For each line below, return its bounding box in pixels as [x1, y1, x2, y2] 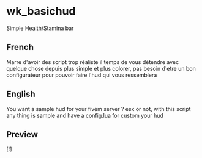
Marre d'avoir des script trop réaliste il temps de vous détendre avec [6, 58, 179, 65]
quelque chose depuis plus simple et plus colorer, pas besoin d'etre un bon [6, 65, 196, 72]
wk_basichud [6, 4, 76, 18]
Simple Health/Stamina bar [6, 24, 74, 32]
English [6, 89, 36, 99]
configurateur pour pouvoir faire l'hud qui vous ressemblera [6, 71, 157, 79]
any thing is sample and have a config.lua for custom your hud [6, 112, 164, 119]
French [6, 42, 34, 52]
